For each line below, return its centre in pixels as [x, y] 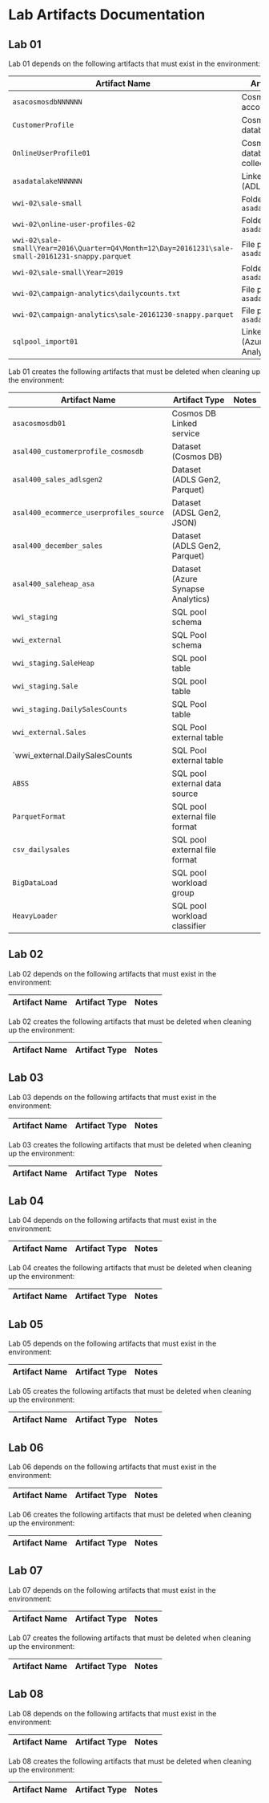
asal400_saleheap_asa [53, 584]
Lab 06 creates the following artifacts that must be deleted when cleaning [130, 1515]
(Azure [185, 579]
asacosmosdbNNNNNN [47, 102]
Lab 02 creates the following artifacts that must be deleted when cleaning [130, 1021]
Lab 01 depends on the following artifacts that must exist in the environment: [134, 63]
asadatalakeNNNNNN [47, 181]
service [186, 433]
